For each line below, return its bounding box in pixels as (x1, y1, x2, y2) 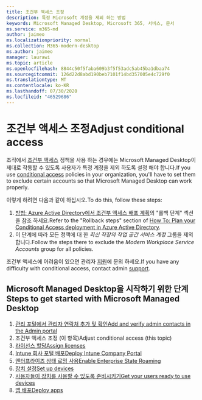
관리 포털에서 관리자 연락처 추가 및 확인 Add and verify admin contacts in (15, 320, 191, 328)
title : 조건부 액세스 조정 (6, 9, 64, 15)
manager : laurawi (6, 54, 50, 60)
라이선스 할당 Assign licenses (15, 342, 86, 349)
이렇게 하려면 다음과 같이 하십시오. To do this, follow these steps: (6, 196, 162, 203)
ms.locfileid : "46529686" (6, 94, 72, 100)
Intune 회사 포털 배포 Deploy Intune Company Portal (15, 349, 142, 357)
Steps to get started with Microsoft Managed (6, 293, 180, 304)
